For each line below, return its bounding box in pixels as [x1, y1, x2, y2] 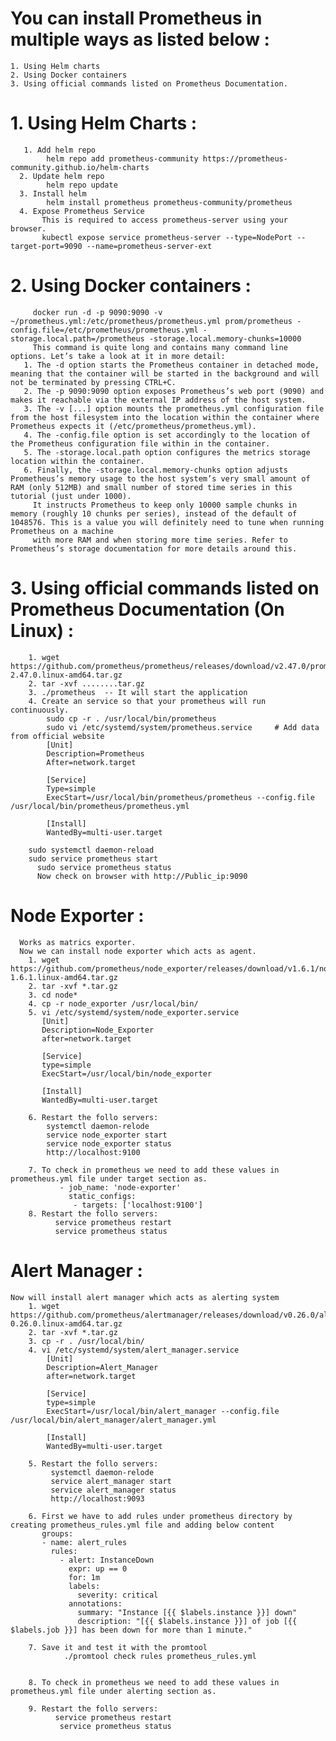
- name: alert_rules [41, 1537, 128, 1547]
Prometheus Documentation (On [10, 598, 285, 621]
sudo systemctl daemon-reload [28, 845, 155, 855]
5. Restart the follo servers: [28, 1458, 159, 1469]
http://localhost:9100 [46, 1147, 141, 1157]
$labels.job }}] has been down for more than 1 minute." [10, 1625, 253, 1635]
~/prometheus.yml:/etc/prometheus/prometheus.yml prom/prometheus [10, 316, 293, 326]
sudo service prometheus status [36, 862, 172, 872]
